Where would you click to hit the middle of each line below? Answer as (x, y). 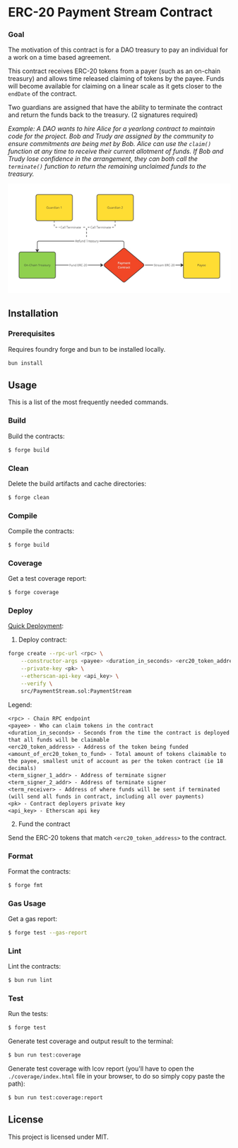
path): (17, 1084)
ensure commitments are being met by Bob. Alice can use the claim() (109, 144)
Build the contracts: (36, 436)
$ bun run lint (30, 980)
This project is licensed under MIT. (58, 1137)
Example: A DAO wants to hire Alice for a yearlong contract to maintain (112, 129)
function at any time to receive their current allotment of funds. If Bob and (116, 151)
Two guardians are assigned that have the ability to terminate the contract (115, 108)
